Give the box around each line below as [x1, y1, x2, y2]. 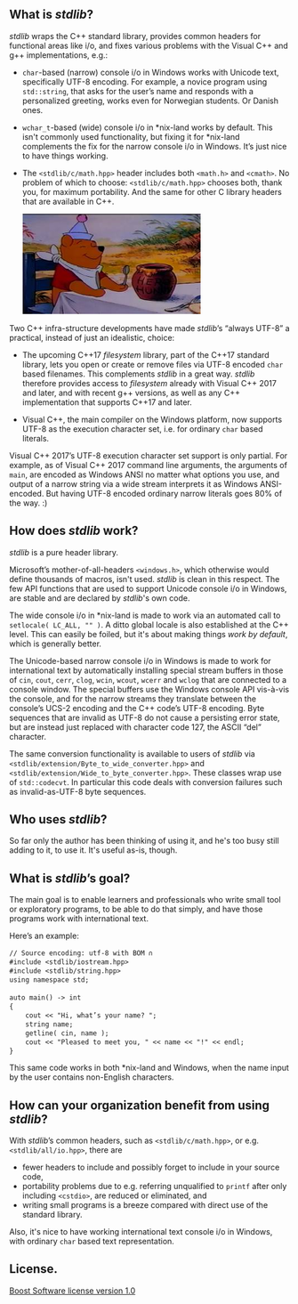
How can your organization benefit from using [9, 1097, 270, 1113]
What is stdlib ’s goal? [9, 871, 131, 886]
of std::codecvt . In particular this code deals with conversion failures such [9, 776, 283, 787]
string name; [25, 1020, 74, 1029]
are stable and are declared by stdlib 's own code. [9, 592, 190, 603]
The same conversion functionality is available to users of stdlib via [9, 748, 255, 759]
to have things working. [21, 150, 109, 161]
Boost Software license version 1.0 [9, 1285, 136, 1296]
